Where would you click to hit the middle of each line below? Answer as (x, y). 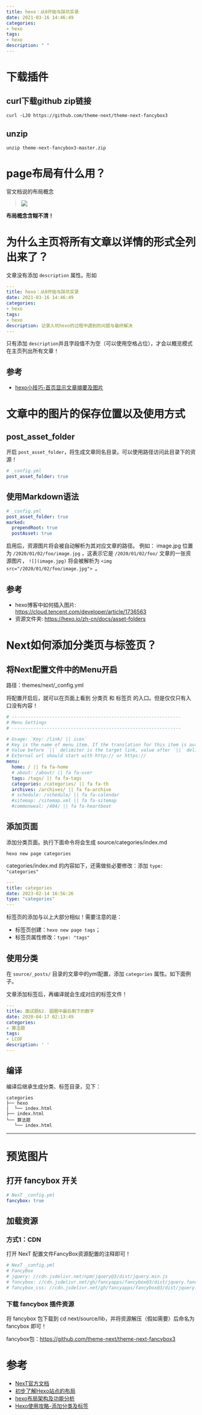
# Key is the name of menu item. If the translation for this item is (96, 745)
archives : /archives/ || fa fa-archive (62, 789)
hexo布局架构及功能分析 (45, 1398)
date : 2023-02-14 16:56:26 (40, 893)
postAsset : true (32, 534)
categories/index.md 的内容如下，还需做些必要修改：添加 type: (85, 865)
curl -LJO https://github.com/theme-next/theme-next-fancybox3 (87, 115)
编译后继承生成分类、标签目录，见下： (54, 1086)
